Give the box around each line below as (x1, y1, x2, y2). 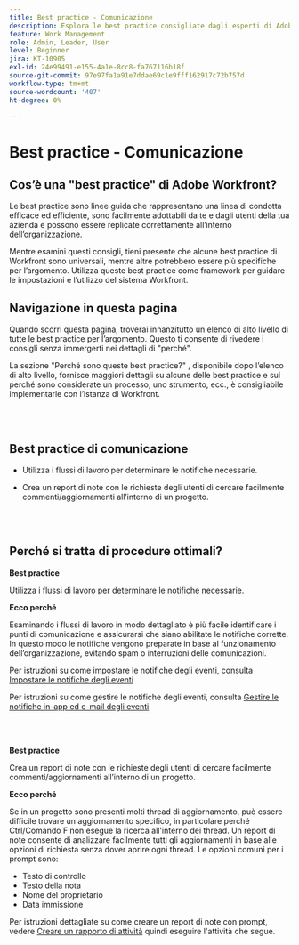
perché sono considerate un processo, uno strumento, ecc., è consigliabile (9, 379, 284, 390)
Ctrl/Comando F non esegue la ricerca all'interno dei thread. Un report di (9, 825, 276, 836)
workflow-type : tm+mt (9, 79, 90, 88)
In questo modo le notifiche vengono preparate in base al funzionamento (9, 638, 277, 649)
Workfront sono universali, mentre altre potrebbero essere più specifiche (9, 255, 277, 267)
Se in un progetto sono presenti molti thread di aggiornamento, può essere (9, 806, 283, 817)
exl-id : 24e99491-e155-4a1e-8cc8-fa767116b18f (9, 63, 185, 72)
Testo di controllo (21, 870, 86, 881)
